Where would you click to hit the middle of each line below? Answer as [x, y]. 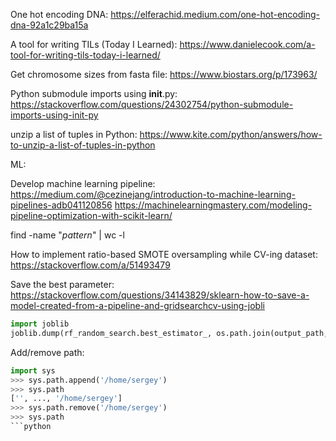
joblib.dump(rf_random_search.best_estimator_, [111, 333]
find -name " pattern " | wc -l [67, 235]
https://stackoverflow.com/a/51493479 [90, 265]
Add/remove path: [47, 352]
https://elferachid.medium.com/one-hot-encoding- [215, 14]
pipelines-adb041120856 [61, 205]
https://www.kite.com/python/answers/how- [231, 134]
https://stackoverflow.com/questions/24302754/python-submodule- [152, 104]
